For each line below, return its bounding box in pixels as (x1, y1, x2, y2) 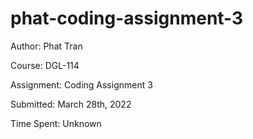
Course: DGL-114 (10, 59, 80, 71)
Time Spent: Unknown (10, 117, 102, 129)
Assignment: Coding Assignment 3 (10, 78, 153, 91)
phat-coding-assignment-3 (10, 7, 244, 30)
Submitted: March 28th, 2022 (10, 98, 132, 110)
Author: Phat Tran (10, 40, 83, 52)
